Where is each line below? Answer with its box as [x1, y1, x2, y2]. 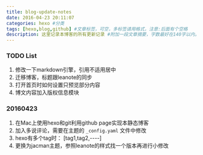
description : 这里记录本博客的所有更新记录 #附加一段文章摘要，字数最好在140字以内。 [6, 32, 200, 38]
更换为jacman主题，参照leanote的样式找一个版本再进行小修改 [15, 142, 169, 149]
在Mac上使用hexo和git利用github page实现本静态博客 [15, 119, 149, 126]
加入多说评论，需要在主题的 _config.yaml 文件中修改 [15, 126, 147, 134]
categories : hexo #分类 [6, 20, 65, 26]
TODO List [6, 52, 38, 60]
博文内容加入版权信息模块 [15, 89, 79, 96]
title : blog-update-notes [6, 9, 72, 15]
